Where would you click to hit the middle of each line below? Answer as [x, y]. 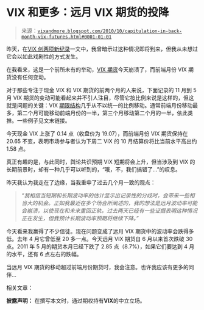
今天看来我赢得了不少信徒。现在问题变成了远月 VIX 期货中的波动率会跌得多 [100, 231]
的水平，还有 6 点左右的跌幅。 [44, 254]
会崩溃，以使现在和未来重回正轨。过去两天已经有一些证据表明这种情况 [109, 211]
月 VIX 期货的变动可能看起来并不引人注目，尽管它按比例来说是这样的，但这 [100, 98]
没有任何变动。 [30, 77]
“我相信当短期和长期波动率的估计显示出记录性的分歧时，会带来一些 [105, 195]
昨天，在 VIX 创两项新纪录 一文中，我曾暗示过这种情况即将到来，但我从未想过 [102, 49]
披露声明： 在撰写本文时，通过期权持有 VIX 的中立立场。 [76, 300]
